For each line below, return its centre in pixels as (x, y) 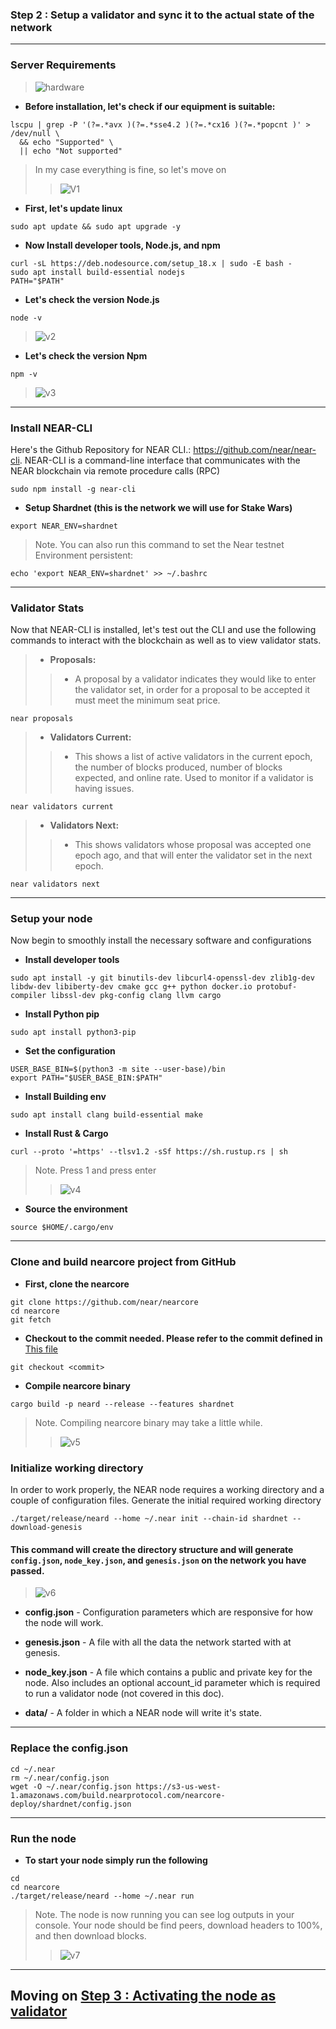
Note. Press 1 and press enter (95, 1170)
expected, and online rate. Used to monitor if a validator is (194, 778)
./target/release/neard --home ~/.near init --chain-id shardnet (149, 1519)
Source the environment (76, 1209)
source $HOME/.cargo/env (62, 1228)
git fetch (31, 1319)
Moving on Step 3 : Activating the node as (143, 1996)
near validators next (55, 884)
